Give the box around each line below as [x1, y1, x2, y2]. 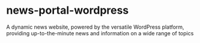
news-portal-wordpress [6, 4, 129, 17]
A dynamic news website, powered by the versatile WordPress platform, [6, 23, 184, 30]
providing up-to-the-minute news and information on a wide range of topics [6, 29, 194, 36]
